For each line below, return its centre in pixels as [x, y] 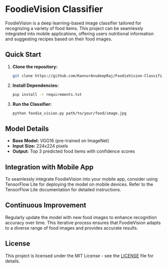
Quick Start [23, 55]
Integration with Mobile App [49, 167]
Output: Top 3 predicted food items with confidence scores [74, 151]
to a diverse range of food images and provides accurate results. [72, 228]
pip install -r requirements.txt [47, 94]
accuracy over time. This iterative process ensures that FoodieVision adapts [83, 223]
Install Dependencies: [35, 85]
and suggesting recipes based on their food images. [59, 39]
